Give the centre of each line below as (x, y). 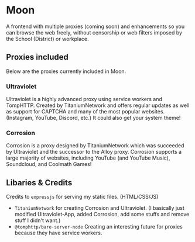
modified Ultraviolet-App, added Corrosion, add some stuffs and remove (102, 215)
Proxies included (37, 57)
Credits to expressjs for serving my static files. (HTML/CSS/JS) (82, 197)
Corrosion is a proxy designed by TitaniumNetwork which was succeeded (95, 146)
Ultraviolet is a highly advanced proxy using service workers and (84, 99)
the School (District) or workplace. (47, 39)
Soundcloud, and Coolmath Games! (49, 164)
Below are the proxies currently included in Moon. (66, 71)
